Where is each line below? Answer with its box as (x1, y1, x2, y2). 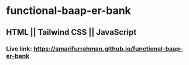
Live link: (6, 45, 32, 53)
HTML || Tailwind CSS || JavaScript (6, 27, 137, 37)
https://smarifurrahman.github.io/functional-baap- (33, 45, 183, 53)
